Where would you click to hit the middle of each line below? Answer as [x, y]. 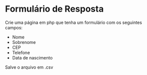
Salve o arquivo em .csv [29, 67]
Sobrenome [24, 42]
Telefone [21, 53]
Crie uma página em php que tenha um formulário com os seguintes [74, 22]
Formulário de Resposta [54, 9]
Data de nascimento [32, 57]
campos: [14, 27]
